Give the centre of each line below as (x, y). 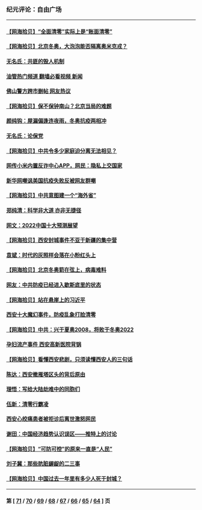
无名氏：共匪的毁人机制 (35, 61)
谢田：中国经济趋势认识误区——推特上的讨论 (62, 434)
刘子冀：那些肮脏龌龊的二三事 (43, 464)
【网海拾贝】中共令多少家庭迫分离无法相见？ (62, 151)
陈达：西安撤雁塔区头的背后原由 (46, 374)
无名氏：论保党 (25, 136)
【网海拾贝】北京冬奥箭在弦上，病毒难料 (56, 270)
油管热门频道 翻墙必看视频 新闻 (44, 76)
